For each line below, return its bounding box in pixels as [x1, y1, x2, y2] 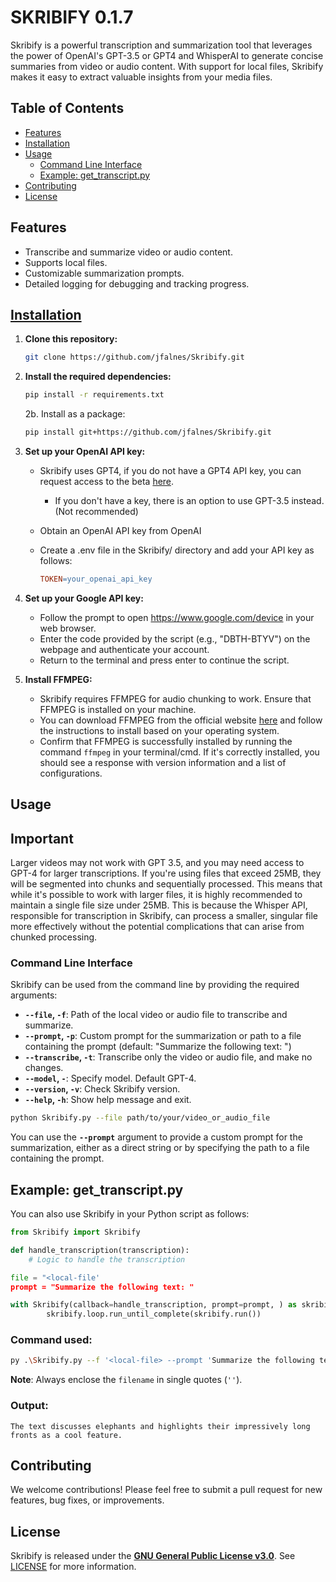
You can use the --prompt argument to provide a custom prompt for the [10, 1131, 303, 1143]
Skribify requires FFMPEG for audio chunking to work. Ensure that [39, 692, 312, 705]
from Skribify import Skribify [10, 1227, 141, 1238]
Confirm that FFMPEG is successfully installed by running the [39, 735, 293, 747]
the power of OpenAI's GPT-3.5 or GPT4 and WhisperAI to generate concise [10, 49, 324, 61]
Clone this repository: [24, 333, 118, 345]
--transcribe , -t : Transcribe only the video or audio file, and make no [24, 1051, 313, 1063]
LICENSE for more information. [10, 1561, 137, 1573]
